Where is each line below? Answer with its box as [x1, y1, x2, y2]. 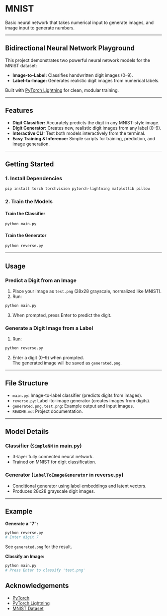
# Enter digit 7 [5, 535, 39, 540]
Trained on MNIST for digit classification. [12, 459, 96, 465]
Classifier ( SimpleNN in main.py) [5, 442, 82, 449]
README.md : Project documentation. [12, 408, 83, 414]
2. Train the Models [5, 198, 53, 205]
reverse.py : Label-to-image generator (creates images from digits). [12, 397, 151, 403]
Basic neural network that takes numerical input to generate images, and [5, 19, 154, 25]
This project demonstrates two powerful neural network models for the [5, 57, 151, 63]
